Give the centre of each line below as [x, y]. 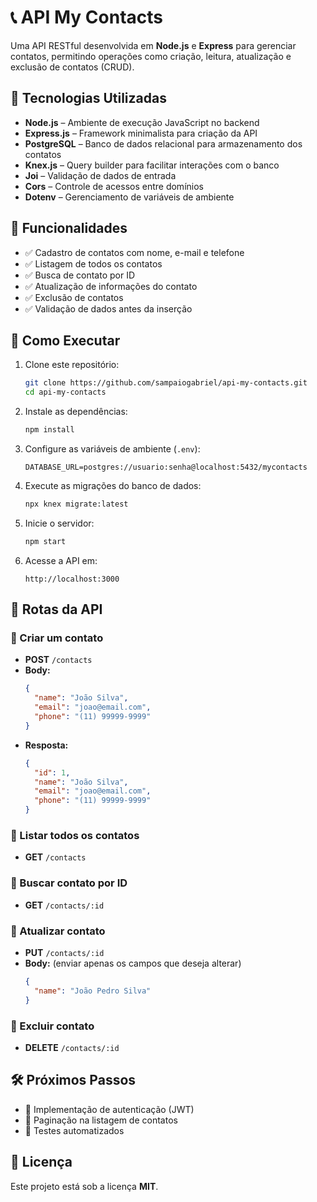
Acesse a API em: [61, 560]
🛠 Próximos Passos [73, 1080]
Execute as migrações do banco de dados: [113, 485]
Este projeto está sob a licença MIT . [84, 1186]
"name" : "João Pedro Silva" [93, 991]
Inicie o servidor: [59, 523]
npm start [45, 541]
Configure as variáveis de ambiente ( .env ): [112, 449]
